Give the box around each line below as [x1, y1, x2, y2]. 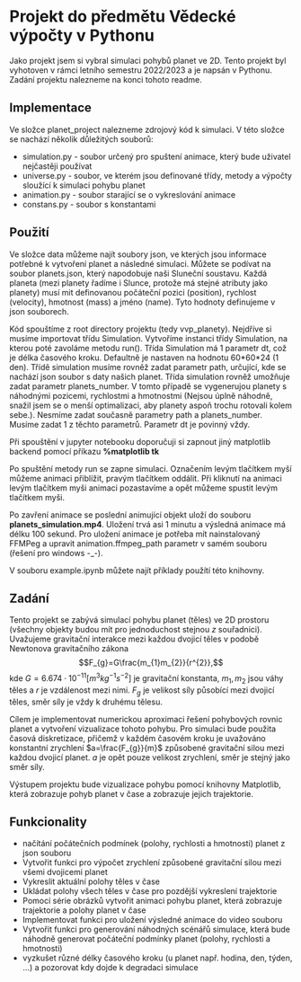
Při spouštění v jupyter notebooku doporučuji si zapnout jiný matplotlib [9, 436, 271, 447]
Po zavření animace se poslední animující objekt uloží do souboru [9, 509, 252, 520]
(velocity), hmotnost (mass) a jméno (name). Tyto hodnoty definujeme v [9, 296, 276, 307]
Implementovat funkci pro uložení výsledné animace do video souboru [22, 915, 283, 925]
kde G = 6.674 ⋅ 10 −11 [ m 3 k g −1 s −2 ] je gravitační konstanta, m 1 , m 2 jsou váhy [9, 671, 284, 686]
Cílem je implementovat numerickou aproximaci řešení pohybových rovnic [9, 713, 283, 724]
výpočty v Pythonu [9, 25, 155, 46]
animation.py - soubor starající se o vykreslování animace [22, 189, 236, 199]
